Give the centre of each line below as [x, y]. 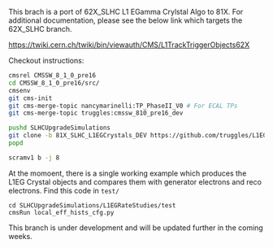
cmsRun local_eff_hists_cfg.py [61, 212]
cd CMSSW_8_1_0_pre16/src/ [54, 83]
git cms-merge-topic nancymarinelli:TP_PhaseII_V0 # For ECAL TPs [123, 106]
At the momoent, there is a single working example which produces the [128, 173]
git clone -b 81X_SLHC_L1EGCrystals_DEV [78, 136]
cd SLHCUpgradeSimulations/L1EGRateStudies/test [92, 205]
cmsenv [19, 90]
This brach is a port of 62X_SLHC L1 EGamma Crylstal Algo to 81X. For [126, 12]
